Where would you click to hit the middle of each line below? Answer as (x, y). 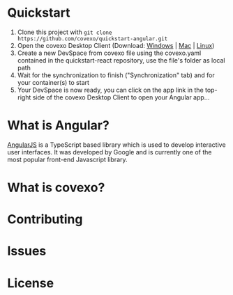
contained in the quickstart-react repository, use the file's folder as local (121, 60)
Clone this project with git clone (65, 32)
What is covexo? (56, 188)
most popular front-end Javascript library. (67, 159)
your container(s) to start (53, 82)
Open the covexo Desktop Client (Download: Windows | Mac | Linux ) (116, 45)
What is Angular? (58, 126)
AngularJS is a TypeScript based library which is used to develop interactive (116, 145)
